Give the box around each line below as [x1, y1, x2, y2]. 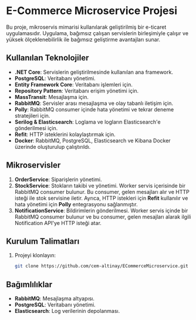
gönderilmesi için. [14, 124, 58, 131]
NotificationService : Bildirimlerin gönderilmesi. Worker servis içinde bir [14, 207, 188, 214]
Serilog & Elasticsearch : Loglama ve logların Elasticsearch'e [14, 118, 161, 125]
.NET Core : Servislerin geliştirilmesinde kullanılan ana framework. [14, 69, 173, 76]
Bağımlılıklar [6, 280, 53, 290]
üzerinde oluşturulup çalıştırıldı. [14, 143, 91, 150]
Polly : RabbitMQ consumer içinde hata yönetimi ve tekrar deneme [14, 105, 174, 113]
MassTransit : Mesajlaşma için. [14, 93, 89, 100]
